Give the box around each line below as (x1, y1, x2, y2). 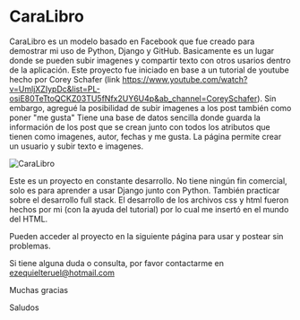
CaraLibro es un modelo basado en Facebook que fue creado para (9, 36, 255, 47)
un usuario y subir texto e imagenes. (9, 141, 144, 151)
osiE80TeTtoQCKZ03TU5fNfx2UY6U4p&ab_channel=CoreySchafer (9, 92, 258, 104)
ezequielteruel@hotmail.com (9, 267, 115, 278)
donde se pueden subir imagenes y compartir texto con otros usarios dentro (9, 55, 291, 65)
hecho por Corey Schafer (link (9, 74, 121, 84)
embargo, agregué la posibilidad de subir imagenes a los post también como (9, 102, 292, 113)
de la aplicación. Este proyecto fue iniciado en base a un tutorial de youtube (9, 65, 289, 75)
